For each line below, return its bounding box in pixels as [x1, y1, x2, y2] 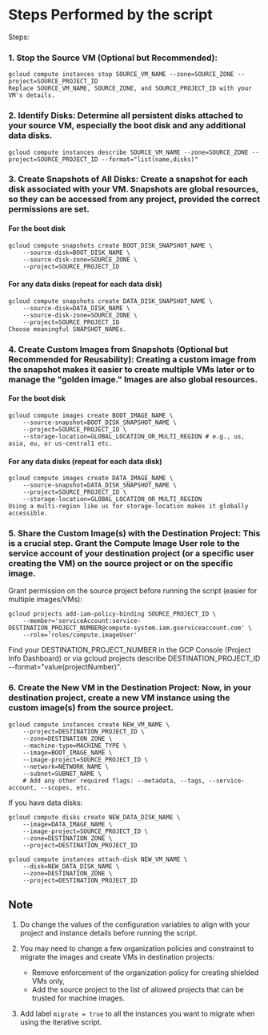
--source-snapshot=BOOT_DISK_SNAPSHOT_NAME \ [22, 418, 178, 427]
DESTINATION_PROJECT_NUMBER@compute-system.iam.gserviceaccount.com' [8, 624, 246, 633]
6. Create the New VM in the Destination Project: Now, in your [8, 682, 252, 693]
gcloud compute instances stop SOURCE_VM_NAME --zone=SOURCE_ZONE [8, 71, 234, 79]
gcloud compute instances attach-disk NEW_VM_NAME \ [8, 855, 188, 863]
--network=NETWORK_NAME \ [22, 762, 110, 770]
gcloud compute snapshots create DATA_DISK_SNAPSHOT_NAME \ [8, 297, 214, 305]
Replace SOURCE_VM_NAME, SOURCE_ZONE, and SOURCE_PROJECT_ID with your [8, 84, 252, 93]
